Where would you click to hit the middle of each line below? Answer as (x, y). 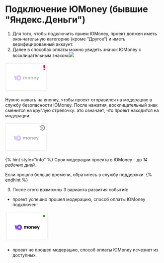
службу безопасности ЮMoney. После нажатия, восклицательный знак (82, 105)
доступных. (25, 255)
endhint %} (17, 180)
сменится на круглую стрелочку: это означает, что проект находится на (82, 110)
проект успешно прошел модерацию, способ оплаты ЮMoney (79, 199)
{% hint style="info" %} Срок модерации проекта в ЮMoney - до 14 (77, 159)
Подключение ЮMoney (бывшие (77, 9)
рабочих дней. (21, 165)
